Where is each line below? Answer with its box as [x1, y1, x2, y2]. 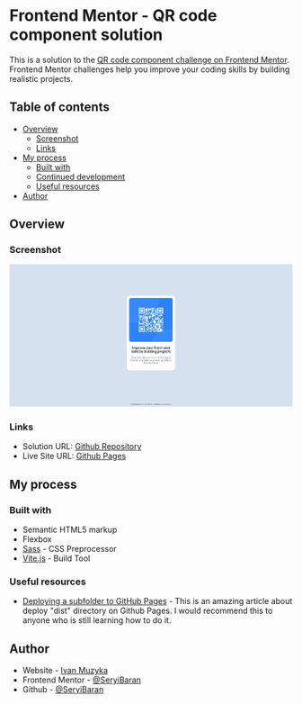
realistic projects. [9, 73, 74, 84]
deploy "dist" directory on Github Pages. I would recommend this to [22, 605, 273, 617]
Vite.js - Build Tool [22, 553, 91, 564]
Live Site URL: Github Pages [22, 451, 127, 462]
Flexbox [22, 534, 52, 545]
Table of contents [9, 100, 110, 115]
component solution [9, 24, 164, 45]
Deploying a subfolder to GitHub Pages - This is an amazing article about [22, 596, 293, 607]
